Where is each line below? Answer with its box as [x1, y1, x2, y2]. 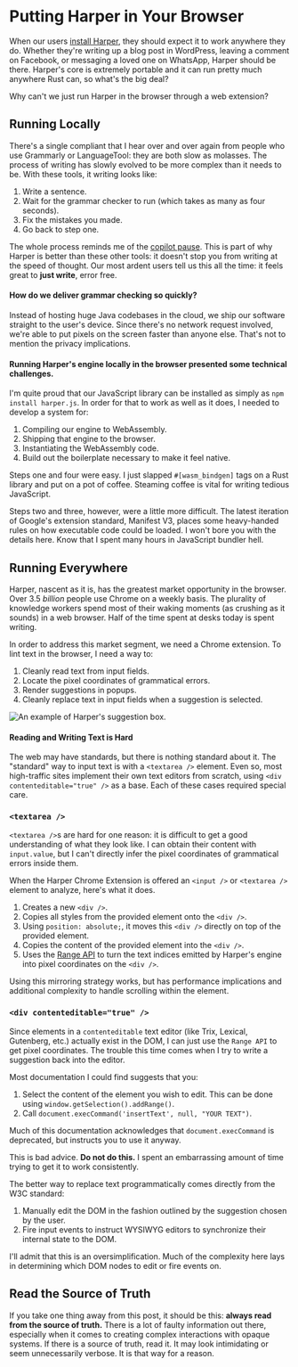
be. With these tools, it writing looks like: [9, 168, 157, 179]
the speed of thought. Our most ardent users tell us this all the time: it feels [9, 260, 284, 271]
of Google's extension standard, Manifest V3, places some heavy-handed [9, 515, 279, 527]
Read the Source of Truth [9, 1286, 151, 1302]
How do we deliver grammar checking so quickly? [9, 290, 197, 300]
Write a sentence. [21, 185, 87, 197]
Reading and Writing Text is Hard [9, 732, 133, 742]
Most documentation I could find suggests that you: [9, 1071, 198, 1082]
